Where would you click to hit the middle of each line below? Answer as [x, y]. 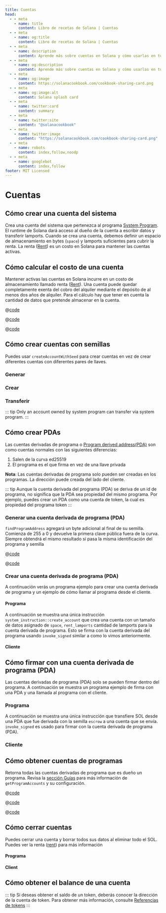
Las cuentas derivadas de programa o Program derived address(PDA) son [80, 444]
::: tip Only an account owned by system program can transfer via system [80, 412]
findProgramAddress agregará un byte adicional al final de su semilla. [75, 529]
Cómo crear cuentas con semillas [58, 344]
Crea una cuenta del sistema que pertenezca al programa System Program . [82, 225]
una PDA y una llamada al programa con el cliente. [56, 693]
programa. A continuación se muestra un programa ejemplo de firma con [79, 687]
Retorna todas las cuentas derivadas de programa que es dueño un [74, 773]
